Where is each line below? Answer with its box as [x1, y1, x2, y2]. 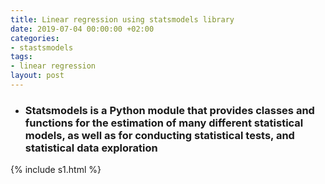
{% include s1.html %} [10, 164, 102, 176]
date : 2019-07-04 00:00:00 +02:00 [10, 24, 155, 34]
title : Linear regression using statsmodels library [10, 14, 235, 25]
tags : [10, 52, 33, 62]
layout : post [10, 71, 65, 81]
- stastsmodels [10, 42, 74, 53]
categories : [10, 33, 60, 43]
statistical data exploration [24, 141, 158, 155]
